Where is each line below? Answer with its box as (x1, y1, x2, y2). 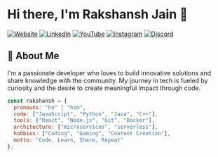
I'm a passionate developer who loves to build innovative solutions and (7, 68, 212, 77)
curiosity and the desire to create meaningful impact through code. (7, 84, 201, 92)
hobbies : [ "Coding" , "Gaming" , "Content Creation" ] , (13, 130, 171, 137)
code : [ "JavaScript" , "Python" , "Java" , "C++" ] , (13, 111, 158, 118)
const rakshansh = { (7, 97, 68, 104)
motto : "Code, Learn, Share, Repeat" (13, 137, 124, 144)
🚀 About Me (7, 50, 60, 62)
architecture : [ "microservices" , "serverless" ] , (13, 123, 158, 131)
